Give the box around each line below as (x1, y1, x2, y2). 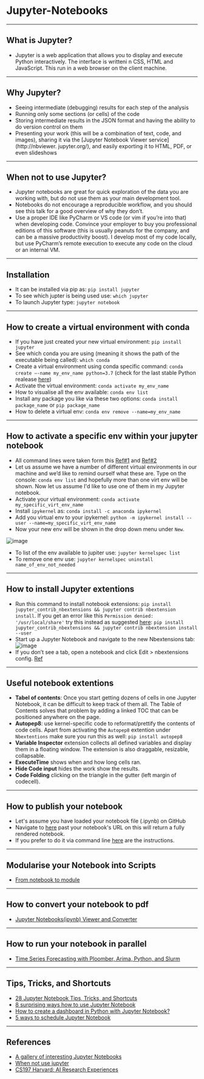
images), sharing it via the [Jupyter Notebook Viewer (15, 136, 148, 143)
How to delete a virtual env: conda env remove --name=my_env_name (15, 408, 181, 415)
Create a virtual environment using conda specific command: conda (15, 363, 183, 370)
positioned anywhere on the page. (15, 713, 101, 721)
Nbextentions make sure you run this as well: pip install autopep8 (15, 733, 183, 740)
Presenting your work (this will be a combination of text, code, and (15, 129, 182, 137)
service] (148, 136, 169, 143)
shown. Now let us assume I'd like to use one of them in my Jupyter (15, 482, 185, 489)
